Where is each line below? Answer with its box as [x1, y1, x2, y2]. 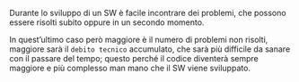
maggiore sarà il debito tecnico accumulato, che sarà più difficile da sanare [9, 44, 291, 54]
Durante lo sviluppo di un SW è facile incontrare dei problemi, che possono [9, 8, 286, 18]
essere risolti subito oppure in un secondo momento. [9, 17, 205, 28]
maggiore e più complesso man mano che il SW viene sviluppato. [9, 62, 251, 73]
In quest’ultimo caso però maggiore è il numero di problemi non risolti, [9, 35, 268, 45]
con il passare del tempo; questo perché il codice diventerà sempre [9, 53, 259, 63]
